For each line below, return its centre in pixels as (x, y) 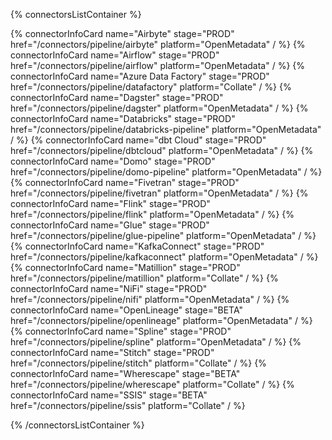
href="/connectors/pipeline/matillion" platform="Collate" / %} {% (144, 278)
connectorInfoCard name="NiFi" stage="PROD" (109, 288)
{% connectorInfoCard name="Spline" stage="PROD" (121, 331)
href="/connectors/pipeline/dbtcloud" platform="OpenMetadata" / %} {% (162, 150)
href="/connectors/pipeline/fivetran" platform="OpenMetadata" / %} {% (159, 193)
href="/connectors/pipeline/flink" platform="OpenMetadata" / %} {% (152, 214)
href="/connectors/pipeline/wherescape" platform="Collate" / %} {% (152, 384)
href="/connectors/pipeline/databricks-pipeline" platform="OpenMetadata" (166, 129)
